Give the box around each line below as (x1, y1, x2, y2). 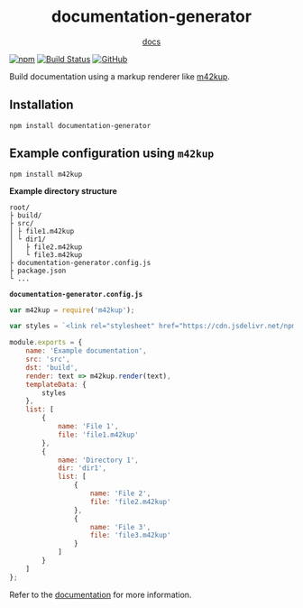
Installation (9, 97, 74, 113)
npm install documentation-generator (9, 121, 151, 130)
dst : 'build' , (25, 363, 78, 372)
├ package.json (9, 266, 67, 275)
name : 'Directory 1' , (57, 456, 140, 465)
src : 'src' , (25, 355, 70, 364)
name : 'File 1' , (57, 422, 119, 431)
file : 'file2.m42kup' (89, 497, 171, 506)
